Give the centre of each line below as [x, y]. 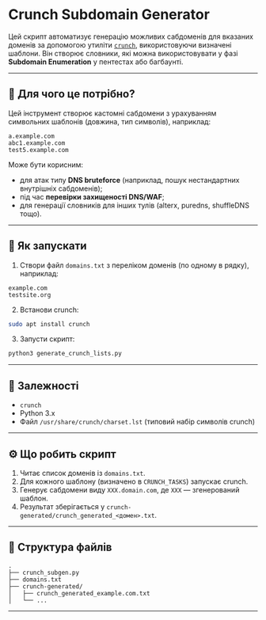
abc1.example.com [37, 143]
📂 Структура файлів [60, 548]
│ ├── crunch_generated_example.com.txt [79, 593]
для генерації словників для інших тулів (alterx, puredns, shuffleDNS [134, 205]
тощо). [30, 213]
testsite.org [30, 295]
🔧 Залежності [44, 386]
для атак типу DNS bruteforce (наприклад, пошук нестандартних [129, 180]
